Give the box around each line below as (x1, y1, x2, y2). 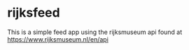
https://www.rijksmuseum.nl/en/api (7, 35, 108, 43)
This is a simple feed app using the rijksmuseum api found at (7, 28, 183, 36)
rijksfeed (7, 5, 61, 21)
